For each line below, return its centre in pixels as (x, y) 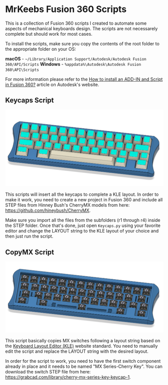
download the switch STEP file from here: (48, 372)
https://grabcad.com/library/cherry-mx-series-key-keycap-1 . (68, 377)
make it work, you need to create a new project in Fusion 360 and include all (84, 200)
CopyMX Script (30, 252)
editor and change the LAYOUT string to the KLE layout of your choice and (82, 231)
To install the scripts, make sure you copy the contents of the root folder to (82, 43)
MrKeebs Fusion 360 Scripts (66, 9)
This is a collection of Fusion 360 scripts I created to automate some (76, 23)
